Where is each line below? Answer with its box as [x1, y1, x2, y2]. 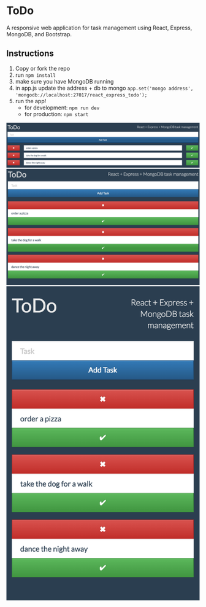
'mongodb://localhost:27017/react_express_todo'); [15, 92, 148, 98]
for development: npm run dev [24, 104, 100, 111]
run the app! [15, 97, 47, 104]
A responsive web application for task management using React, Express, [6, 24, 193, 31]
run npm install [15, 71, 56, 79]
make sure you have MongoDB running [15, 77, 114, 85]
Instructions [6, 49, 54, 59]
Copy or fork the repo [15, 65, 71, 72]
